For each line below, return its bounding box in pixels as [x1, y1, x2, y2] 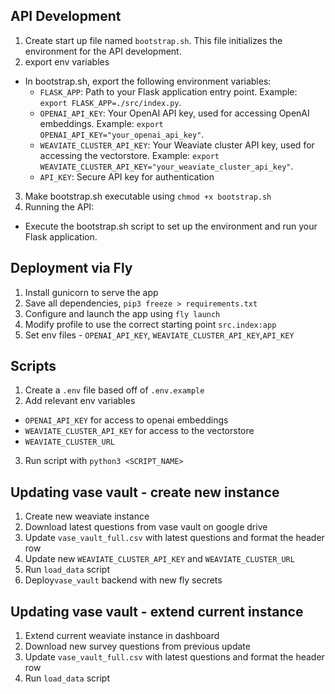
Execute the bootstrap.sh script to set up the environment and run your [24, 220, 318, 232]
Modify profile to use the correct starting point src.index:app [24, 318, 277, 330]
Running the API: [24, 200, 95, 213]
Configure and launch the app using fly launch [24, 307, 221, 319]
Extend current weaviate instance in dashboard [24, 630, 220, 642]
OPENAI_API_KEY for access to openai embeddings [24, 414, 229, 426]
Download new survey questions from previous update [24, 640, 251, 653]
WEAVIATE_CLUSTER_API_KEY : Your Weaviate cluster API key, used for [39, 139, 315, 151]
